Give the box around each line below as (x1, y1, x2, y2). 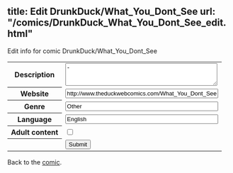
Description (14, 70, 55, 80)
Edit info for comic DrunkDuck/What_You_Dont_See (7, 46, 158, 55)
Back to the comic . (7, 157, 62, 166)
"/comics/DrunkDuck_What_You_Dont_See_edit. (7, 17, 227, 29)
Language (17, 115, 52, 125)
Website (20, 89, 50, 99)
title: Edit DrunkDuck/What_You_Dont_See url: (7, 6, 216, 18)
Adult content (11, 128, 59, 138)
